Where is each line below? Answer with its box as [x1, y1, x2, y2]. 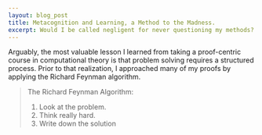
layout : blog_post [8, 11, 68, 20]
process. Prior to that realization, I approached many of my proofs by [8, 64, 231, 73]
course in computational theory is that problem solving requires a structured [8, 55, 255, 65]
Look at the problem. [38, 102, 107, 112]
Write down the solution [38, 119, 116, 129]
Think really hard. [38, 111, 96, 120]
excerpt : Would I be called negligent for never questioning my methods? [8, 26, 255, 34]
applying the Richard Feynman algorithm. [8, 72, 141, 82]
